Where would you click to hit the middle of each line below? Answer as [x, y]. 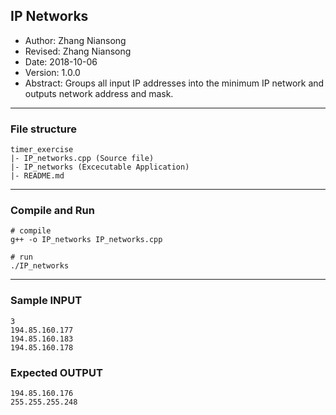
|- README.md [37, 176]
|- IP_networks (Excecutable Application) [100, 167]
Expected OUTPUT [56, 372]
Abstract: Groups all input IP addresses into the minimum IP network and [174, 83]
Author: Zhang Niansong [75, 40]
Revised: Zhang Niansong [78, 51]
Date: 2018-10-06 [61, 61]
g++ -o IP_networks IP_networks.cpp [86, 240]
